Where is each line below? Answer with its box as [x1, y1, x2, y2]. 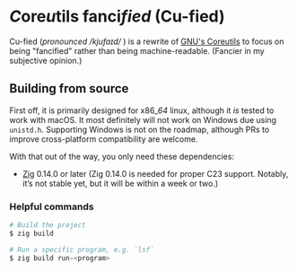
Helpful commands [9, 200, 94, 213]
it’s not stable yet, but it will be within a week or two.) [22, 178, 219, 189]
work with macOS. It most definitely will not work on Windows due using [9, 114, 276, 125]
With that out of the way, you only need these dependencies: [9, 151, 235, 162]
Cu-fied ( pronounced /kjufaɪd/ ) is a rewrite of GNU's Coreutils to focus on [9, 36, 284, 47]
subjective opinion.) [9, 55, 83, 66]
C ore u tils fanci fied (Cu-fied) [9, 6, 226, 27]
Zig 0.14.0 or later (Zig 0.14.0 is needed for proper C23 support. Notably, [22, 168, 289, 179]
